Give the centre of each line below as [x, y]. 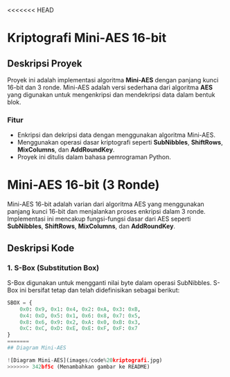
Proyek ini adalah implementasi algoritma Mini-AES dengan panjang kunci [113, 80]
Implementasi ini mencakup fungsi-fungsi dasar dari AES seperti [99, 219]
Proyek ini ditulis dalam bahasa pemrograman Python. [94, 157]
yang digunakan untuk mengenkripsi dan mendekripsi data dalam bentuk [111, 95]
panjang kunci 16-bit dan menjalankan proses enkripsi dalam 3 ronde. [106, 212]
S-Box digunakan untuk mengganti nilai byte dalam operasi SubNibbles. [109, 282]
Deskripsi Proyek [45, 63]
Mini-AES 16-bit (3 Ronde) [83, 185]
